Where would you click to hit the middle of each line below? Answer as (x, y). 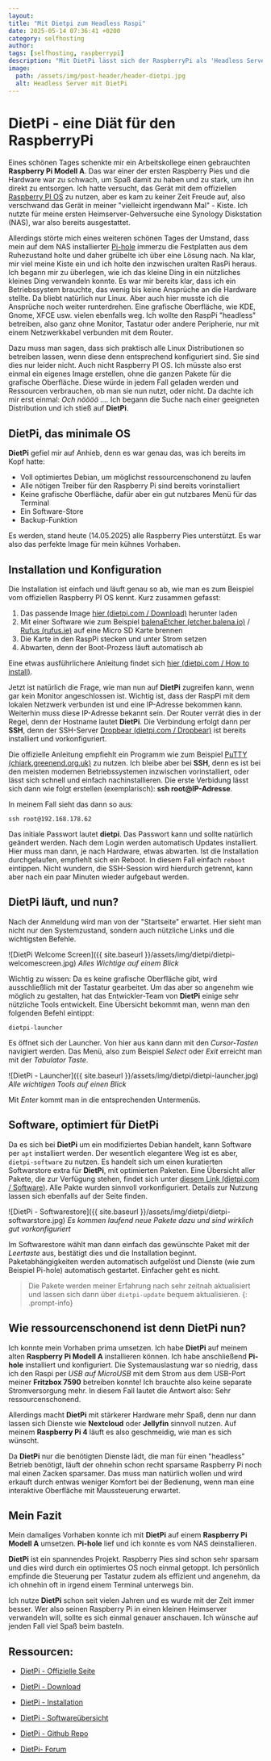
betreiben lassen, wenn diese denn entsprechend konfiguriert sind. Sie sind (134, 357)
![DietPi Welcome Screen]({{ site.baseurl (76, 954)
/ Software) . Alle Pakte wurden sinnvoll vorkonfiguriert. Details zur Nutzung (133, 1187)
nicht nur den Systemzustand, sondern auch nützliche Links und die (121, 930)
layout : (21, 16)
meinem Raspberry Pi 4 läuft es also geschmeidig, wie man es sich (120, 1432)
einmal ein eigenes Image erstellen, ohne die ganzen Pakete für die (120, 374)
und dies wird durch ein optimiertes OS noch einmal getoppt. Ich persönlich (134, 1568)
